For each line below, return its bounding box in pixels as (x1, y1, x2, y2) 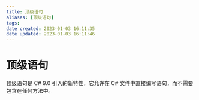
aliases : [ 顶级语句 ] (6, 14, 54, 20)
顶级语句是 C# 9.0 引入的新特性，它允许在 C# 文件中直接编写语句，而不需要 (6, 80, 194, 87)
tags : (6, 20, 20, 26)
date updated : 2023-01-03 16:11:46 (6, 31, 95, 37)
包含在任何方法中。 (6, 87, 54, 95)
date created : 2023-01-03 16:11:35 (6, 25, 95, 32)
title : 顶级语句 (6, 8, 43, 15)
